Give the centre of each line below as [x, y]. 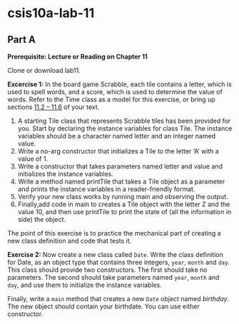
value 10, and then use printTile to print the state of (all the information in [124, 212]
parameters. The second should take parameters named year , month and [113, 277]
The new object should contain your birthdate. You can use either [103, 306]
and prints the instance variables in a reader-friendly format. [106, 189]
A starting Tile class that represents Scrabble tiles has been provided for [124, 121]
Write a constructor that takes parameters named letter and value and [120, 166]
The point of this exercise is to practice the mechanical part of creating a [114, 233]
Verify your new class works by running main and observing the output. [123, 197]
